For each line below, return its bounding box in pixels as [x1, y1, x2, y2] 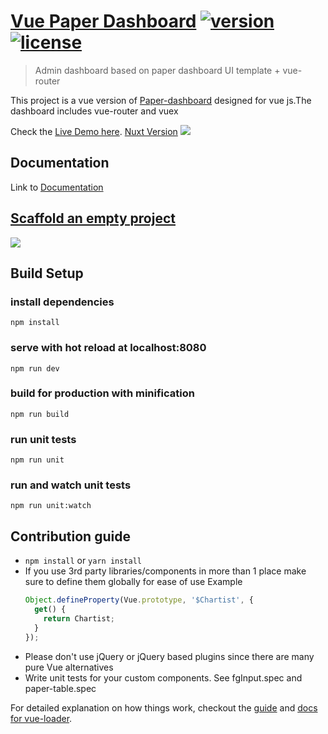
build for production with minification [10, 386, 195, 400]
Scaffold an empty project [10, 210, 176, 227]
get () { [34, 605, 67, 615]
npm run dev [10, 363, 60, 374]
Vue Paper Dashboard [10, 10, 197, 33]
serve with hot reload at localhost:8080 [10, 341, 207, 355]
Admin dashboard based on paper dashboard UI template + [34, 64, 281, 76]
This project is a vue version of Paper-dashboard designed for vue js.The [10, 94, 312, 106]
